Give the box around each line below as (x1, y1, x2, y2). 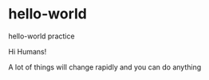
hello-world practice (8, 31, 75, 41)
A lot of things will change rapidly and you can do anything (8, 62, 202, 72)
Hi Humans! (8, 46, 47, 56)
